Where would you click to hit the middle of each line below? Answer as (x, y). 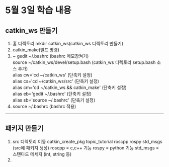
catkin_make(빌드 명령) (36, 50)
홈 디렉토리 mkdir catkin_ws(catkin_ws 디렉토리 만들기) (68, 44)
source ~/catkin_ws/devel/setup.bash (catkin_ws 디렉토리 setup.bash (84, 62)
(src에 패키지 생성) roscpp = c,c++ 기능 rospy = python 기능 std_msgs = (86, 148)
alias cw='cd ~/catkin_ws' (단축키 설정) (52, 75)
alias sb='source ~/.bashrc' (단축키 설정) (54, 100)
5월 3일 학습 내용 (38, 10)
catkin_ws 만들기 (31, 30)
